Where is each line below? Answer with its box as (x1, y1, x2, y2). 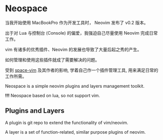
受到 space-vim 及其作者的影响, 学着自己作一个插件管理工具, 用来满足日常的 (5, 67, 158, 73)
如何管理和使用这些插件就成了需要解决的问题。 (5, 57, 99, 62)
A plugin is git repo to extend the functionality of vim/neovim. (5, 120, 129, 125)
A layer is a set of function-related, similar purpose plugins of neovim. (5, 129, 146, 135)
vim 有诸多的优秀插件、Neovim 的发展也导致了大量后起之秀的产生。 (5, 46, 142, 52)
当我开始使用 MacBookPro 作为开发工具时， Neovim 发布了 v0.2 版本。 (5, 20, 148, 25)
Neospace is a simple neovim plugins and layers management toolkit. (5, 83, 145, 89)
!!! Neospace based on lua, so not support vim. (5, 92, 100, 98)
